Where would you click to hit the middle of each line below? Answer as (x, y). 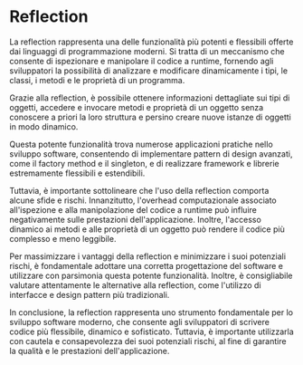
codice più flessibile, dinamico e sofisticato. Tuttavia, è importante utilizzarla (151, 331)
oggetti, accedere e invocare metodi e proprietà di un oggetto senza (137, 107)
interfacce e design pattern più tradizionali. (90, 294)
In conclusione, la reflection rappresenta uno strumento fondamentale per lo (151, 312)
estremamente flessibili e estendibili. (77, 173)
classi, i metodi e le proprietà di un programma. (97, 80)
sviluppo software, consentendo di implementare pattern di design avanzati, (151, 154)
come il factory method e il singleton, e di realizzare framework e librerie (144, 163)
